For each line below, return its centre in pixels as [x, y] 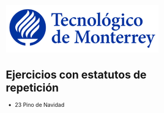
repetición [32, 88]
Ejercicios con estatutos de [76, 75]
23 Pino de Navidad [39, 104]
